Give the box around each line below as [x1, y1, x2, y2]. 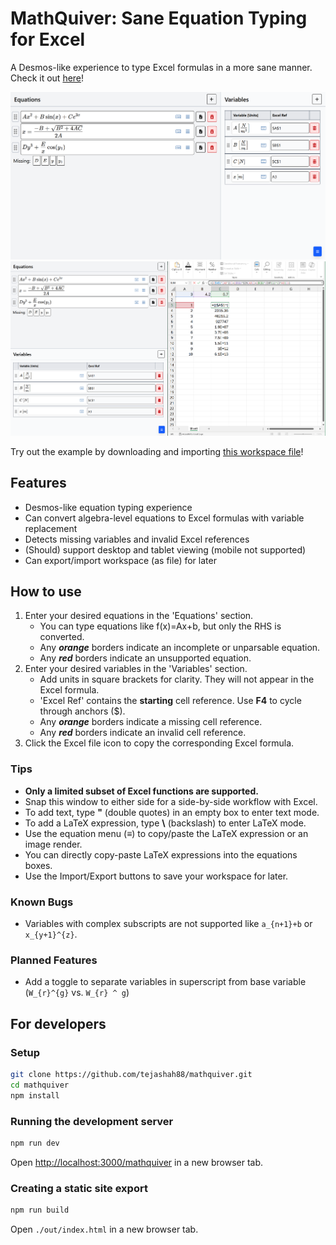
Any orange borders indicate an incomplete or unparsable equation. [39, 642, 321, 654]
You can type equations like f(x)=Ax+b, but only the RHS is [39, 620, 282, 632]
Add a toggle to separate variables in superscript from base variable [24, 976, 307, 988]
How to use [10, 583, 82, 600]
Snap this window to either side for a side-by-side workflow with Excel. [24, 795, 318, 807]
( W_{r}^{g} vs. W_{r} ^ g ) [24, 987, 130, 999]
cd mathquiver [10, 1080, 70, 1090]
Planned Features [10, 953, 98, 967]
